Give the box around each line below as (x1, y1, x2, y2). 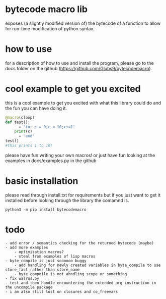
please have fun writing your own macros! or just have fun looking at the (5, 152, 155, 158)
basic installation (5, 175, 78, 187)
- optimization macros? (14, 249, 64, 255)
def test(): (5, 120, 30, 125)
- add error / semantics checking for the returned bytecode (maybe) (5, 240, 154, 245)
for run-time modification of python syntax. (5, 25, 95, 31)
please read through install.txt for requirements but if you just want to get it (5, 192, 161, 198)
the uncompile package (5, 284, 53, 290)
